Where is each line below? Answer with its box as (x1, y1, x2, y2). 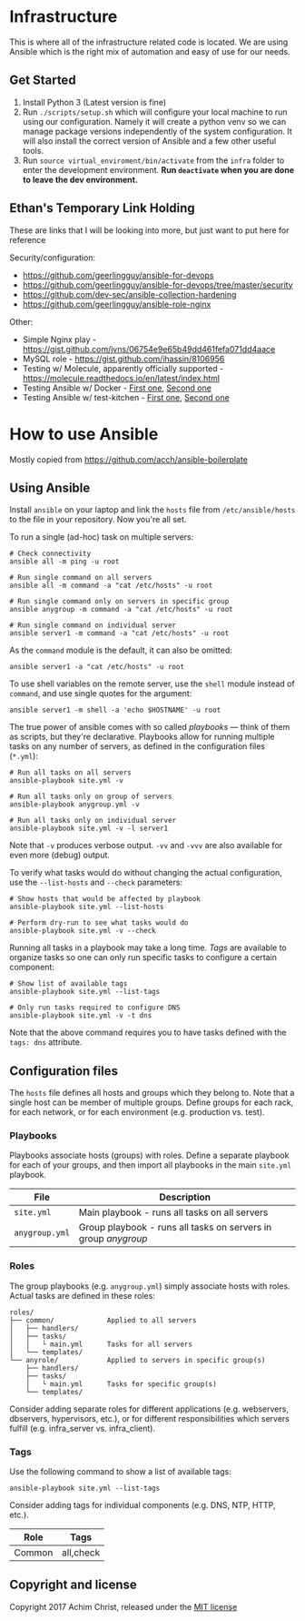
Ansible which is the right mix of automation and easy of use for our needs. (9, 46, 290, 56)
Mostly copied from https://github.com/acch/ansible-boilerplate (9, 453, 248, 465)
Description (158, 1190, 212, 1203)
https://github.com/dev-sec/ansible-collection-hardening (22, 289, 237, 299)
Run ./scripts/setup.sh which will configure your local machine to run (22, 106, 288, 117)
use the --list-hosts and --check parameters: (9, 876, 183, 888)
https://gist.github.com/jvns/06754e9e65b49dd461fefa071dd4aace (22, 343, 276, 354)
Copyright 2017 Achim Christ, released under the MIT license (9, 1601, 238, 1612)
